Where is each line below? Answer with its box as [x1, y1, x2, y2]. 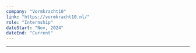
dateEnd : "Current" [6, 30, 54, 36]
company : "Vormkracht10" [6, 8, 66, 15]
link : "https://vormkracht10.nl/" [6, 14, 90, 20]
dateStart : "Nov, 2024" [6, 24, 64, 31]
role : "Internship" [6, 19, 54, 25]
